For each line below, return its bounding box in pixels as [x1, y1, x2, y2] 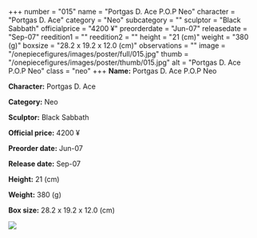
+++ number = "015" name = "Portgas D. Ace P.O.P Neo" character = [8, 7, 235, 16]
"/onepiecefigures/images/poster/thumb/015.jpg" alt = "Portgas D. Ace [8, 58, 241, 67]
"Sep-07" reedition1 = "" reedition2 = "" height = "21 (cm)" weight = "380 [8, 32, 249, 42]
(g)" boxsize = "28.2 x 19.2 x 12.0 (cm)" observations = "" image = [8, 41, 226, 50]
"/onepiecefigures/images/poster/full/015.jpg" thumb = [8, 50, 189, 58]
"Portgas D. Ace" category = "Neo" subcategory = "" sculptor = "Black [8, 15, 241, 25]
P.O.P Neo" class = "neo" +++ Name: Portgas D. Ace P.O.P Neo [8, 66, 217, 75]
